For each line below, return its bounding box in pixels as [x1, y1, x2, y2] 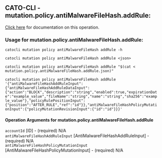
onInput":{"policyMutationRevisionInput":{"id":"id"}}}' [5, 107, 123, 112]
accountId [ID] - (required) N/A [5, 128, 66, 134]
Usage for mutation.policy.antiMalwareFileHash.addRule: [5, 36, 144, 43]
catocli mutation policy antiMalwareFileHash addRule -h [5, 47, 123, 52]
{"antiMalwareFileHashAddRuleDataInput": [5, 86, 90, 91]
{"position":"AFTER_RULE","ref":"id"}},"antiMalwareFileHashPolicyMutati [5, 103, 158, 108]
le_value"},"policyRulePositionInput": [5, 98, 86, 103]
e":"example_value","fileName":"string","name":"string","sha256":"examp [5, 94, 158, 99]
